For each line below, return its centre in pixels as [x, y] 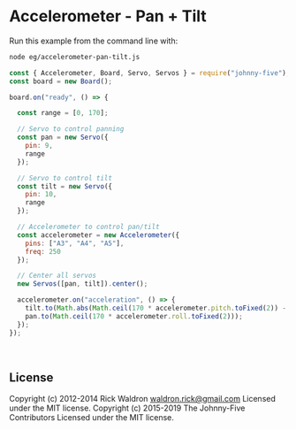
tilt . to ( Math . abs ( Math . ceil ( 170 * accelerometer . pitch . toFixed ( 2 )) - [156, 308]
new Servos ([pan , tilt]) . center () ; [83, 284]
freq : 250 [43, 251]
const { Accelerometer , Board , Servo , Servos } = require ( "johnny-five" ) [148, 73]
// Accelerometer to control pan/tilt [89, 227]
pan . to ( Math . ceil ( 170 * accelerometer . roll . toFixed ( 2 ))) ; [134, 316]
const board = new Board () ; [61, 81]
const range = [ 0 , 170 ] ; [63, 113]
